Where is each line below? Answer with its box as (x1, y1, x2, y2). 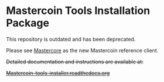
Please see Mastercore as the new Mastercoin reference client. (6, 47, 159, 54)
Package (6, 16, 50, 30)
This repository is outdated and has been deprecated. (6, 35, 136, 42)
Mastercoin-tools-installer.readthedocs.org (6, 69, 110, 76)
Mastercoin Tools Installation (6, 4, 151, 17)
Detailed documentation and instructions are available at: (6, 58, 143, 65)
